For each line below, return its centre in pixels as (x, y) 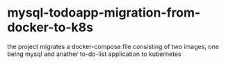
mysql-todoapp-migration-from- (104, 13)
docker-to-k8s (50, 27)
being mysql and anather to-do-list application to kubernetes (95, 54)
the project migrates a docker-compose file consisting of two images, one (113, 46)
